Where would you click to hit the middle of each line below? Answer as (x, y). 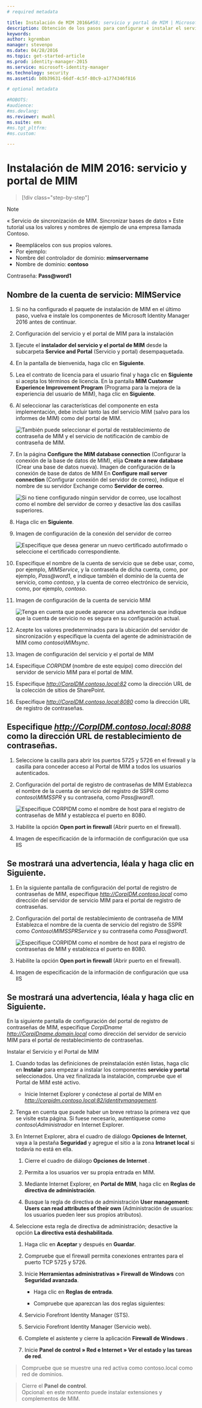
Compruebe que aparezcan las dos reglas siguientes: (99, 1304)
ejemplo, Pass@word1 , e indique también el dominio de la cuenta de (100, 576)
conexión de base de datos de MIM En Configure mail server (91, 473)
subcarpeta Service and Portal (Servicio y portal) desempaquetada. (100, 352)
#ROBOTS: (18, 100)
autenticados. (32, 773)
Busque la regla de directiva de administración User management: (107, 1202)
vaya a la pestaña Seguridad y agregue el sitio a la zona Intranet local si (105, 1143)
